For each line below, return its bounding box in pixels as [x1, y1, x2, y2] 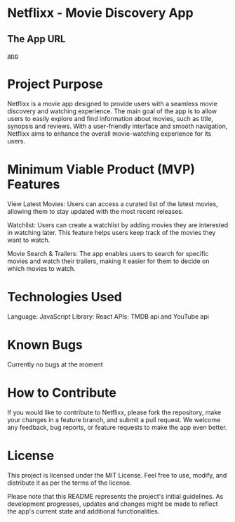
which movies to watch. [7, 264, 76, 272]
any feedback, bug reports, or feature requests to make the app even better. [7, 423, 227, 431]
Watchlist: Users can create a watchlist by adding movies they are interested [7, 220, 229, 229]
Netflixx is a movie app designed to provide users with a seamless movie [7, 99, 217, 108]
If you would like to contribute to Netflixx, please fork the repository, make [7, 408, 222, 416]
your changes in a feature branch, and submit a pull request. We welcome [7, 415, 221, 424]
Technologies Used [7, 289, 123, 305]
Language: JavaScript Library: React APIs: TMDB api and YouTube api [7, 312, 209, 321]
